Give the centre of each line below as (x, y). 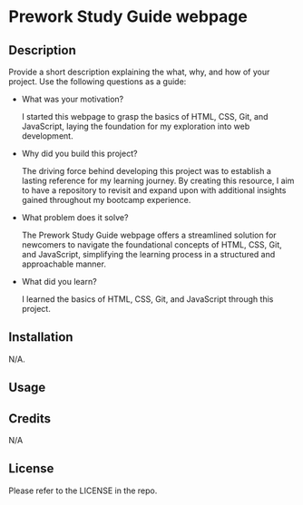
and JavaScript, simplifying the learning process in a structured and (148, 254)
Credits (30, 418)
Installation (41, 337)
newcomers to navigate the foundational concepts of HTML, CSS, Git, (151, 245)
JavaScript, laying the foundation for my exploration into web (136, 126)
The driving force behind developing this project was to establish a (146, 171)
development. (47, 136)
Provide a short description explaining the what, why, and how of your (139, 72)
